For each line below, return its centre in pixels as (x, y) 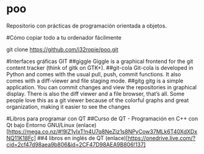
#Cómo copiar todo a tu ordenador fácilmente (64, 37)
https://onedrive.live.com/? (162, 138)
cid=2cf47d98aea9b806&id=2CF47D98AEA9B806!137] (76, 144)
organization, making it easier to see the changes (68, 106)
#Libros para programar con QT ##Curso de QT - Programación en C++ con (102, 119)
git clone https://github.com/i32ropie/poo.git (62, 49)
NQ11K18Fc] (21, 138)
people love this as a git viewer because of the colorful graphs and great (98, 100)
